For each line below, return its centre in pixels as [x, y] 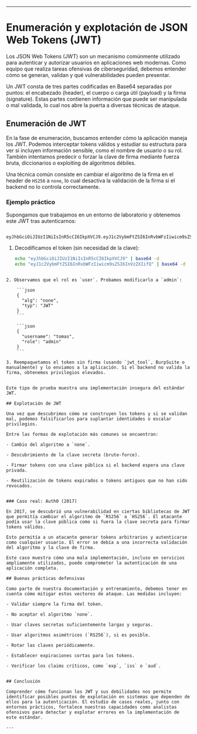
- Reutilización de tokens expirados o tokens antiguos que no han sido [97, 481]
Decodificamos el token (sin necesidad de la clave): [77, 248]
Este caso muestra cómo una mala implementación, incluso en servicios [95, 558]
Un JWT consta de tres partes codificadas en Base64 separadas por [89, 86]
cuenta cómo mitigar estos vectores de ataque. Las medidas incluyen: [94, 594]
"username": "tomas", [48, 336]
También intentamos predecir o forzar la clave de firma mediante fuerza [93, 156]
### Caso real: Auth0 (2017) [42, 501]
